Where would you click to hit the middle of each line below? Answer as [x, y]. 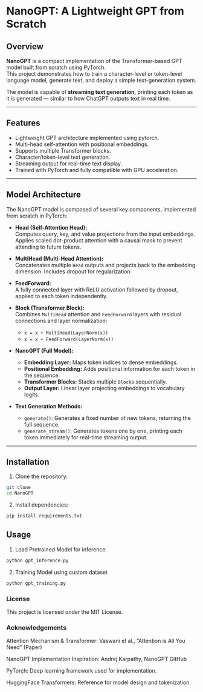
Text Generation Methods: [49, 406]
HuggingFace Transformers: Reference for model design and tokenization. [99, 682]
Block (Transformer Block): [50, 308]
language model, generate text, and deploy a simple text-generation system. [101, 80]
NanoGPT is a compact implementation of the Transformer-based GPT [94, 61]
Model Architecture [44, 195]
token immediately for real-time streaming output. [86, 437]
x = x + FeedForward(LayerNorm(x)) [69, 339]
